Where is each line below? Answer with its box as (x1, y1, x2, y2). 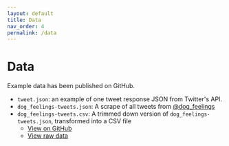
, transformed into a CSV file (51, 117, 132, 125)
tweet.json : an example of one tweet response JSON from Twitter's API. (17, 95, 222, 103)
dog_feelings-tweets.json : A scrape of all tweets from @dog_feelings (17, 103, 215, 111)
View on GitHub (27, 125, 72, 133)
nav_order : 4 (7, 23, 45, 30)
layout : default (7, 10, 54, 17)
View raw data (27, 132, 69, 140)
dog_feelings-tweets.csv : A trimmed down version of (17, 109, 168, 118)
